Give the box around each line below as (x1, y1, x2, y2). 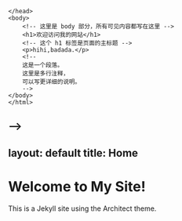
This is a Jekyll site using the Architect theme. (8, 204, 157, 213)
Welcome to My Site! (8, 177, 147, 195)
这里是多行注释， (22, 70, 69, 78)
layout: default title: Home (8, 146, 139, 160)
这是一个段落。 (22, 61, 64, 69)
